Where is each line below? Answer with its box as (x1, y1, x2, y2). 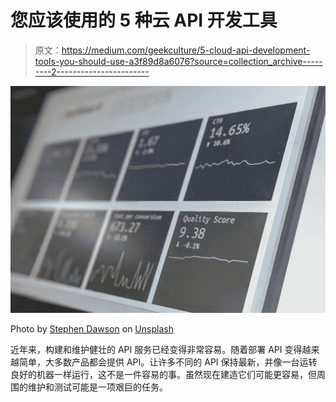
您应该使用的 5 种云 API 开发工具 (10, 9, 278, 32)
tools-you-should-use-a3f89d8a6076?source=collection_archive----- (34, 55, 323, 67)
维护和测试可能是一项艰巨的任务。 (27, 381, 168, 393)
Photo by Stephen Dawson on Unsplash (10, 322, 174, 335)
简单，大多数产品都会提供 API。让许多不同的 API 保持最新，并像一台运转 (18, 356, 318, 368)
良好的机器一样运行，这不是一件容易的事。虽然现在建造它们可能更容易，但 (10, 368, 317, 380)
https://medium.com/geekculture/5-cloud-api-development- (61, 44, 311, 56)
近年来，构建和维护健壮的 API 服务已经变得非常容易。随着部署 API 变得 (10, 343, 303, 355)
